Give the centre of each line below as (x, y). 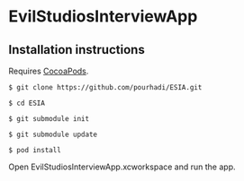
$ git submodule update (53, 134)
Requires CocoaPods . (49, 71)
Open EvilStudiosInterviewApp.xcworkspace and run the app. (122, 167)
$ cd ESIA (27, 103)
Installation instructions (77, 50)
